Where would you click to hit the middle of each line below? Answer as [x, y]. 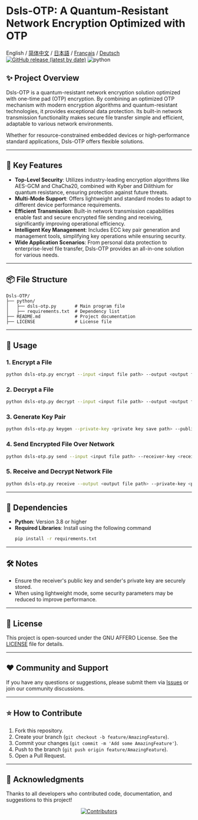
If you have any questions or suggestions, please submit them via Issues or [98, 682]
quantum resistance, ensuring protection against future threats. [92, 192]
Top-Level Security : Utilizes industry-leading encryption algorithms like [102, 180]
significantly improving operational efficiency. [70, 223]
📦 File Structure [37, 279]
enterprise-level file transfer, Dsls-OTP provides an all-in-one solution [99, 248]
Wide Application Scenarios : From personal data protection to [91, 242]
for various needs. [37, 255]
